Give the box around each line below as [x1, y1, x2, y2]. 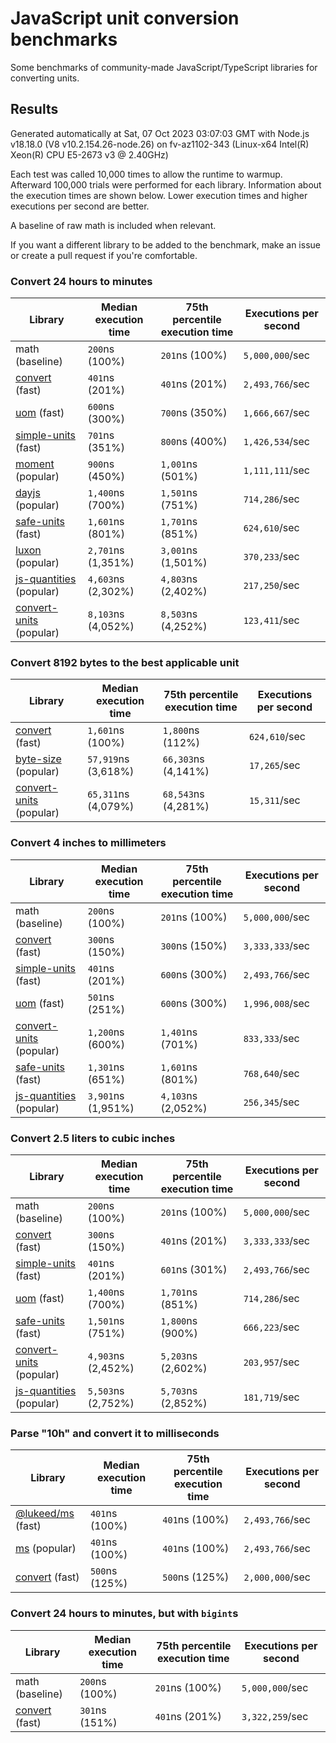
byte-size [15, 752, 62, 766]
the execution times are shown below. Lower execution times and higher [10, 189, 308, 201]
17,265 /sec [248, 758, 301, 772]
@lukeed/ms [15, 1507, 75, 1521]
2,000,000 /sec [243, 1570, 311, 1584]
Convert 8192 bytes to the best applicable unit [10, 655, 240, 669]
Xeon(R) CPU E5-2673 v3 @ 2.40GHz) [10, 148, 169, 161]
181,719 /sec [243, 1390, 300, 1404]
